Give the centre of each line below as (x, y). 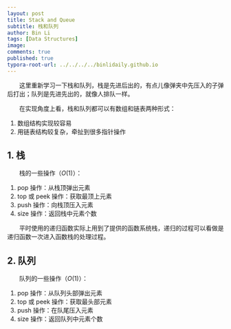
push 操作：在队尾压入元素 (55, 310)
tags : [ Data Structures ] (43, 39)
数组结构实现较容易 (44, 123)
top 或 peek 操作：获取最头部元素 (64, 302)
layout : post (26, 13)
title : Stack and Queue (41, 20)
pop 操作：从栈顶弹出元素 (54, 188)
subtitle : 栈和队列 (33, 26)
